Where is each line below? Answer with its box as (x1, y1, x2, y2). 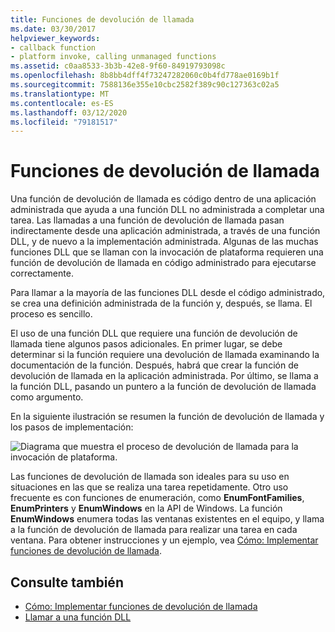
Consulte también (10, 574, 124, 591)
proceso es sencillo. (10, 308, 93, 320)
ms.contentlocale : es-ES (10, 98, 114, 108)
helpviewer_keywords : (10, 33, 101, 43)
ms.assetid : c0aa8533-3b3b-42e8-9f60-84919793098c (10, 61, 226, 71)
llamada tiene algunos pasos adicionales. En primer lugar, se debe (10, 338, 283, 350)
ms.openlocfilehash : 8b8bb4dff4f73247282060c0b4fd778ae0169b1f (10, 71, 280, 81)
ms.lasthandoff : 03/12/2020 (10, 107, 128, 118)
